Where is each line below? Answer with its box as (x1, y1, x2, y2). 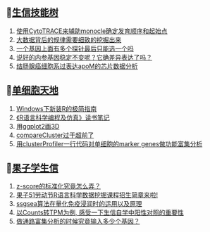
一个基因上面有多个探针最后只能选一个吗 (16, 44, 134, 53)
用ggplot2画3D (16, 122, 60, 130)
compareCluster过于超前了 (16, 131, 94, 139)
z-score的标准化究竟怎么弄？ (16, 182, 101, 191)
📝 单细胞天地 (6, 84, 58, 96)
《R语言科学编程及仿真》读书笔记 (16, 113, 110, 122)
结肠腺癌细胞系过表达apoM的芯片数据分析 (16, 62, 138, 70)
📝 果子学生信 (6, 162, 58, 174)
